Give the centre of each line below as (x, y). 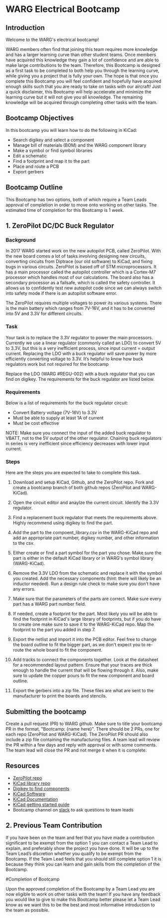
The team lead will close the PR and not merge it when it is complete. (76, 750)
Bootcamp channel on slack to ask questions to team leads (73, 810)
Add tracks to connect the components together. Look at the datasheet (85, 660)
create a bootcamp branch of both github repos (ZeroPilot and (77, 488)
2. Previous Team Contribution (54, 826)
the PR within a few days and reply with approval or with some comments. (81, 745)
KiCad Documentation (36, 799)
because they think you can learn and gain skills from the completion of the (83, 864)
